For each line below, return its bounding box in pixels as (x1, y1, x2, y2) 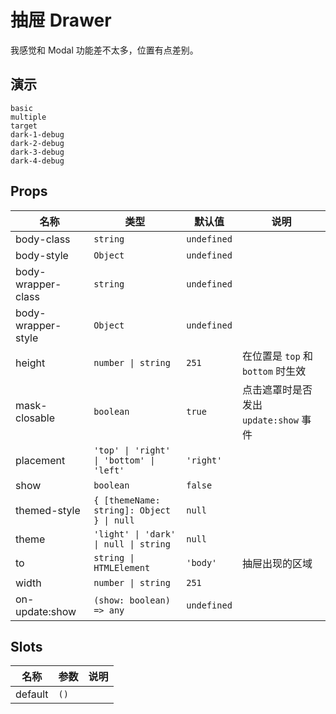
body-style (15, 248, 69, 262)
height (15, 356, 46, 370)
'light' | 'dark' (93, 528, 177, 540)
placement (15, 453, 66, 467)
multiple (10, 112, 47, 122)
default (15, 687, 49, 701)
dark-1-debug (10, 129, 65, 140)
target (10, 121, 38, 131)
